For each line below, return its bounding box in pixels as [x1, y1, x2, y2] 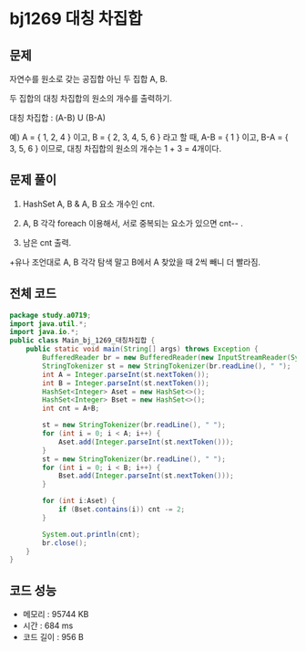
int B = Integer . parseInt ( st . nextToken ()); [42, 378, 209, 388]
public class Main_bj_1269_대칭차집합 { [9, 336, 156, 345]
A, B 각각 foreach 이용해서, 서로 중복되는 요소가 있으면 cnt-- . [22, 217, 244, 228]
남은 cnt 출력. [22, 236, 72, 247]
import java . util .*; [9, 319, 88, 329]
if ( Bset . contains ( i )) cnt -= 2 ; [57, 505, 185, 514]
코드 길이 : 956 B [22, 632, 84, 643]
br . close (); [42, 538, 88, 548]
